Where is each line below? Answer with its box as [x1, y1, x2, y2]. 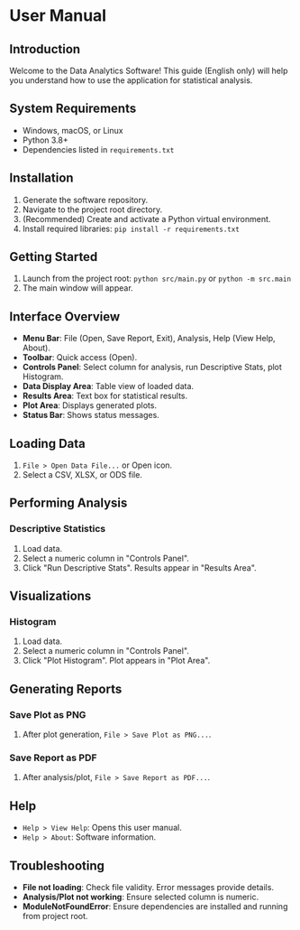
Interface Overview [9, 309, 121, 324]
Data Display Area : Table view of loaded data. [22, 381, 195, 392]
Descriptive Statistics [9, 523, 106, 535]
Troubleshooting [9, 858, 105, 873]
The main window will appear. [22, 283, 133, 293]
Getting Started [9, 249, 98, 265]
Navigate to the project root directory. [22, 204, 163, 215]
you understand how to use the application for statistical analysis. [9, 75, 253, 86]
